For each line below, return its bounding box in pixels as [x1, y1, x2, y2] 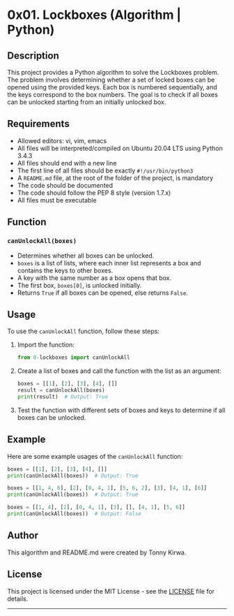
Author [7, 529, 38, 541]
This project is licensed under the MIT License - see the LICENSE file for [7, 587, 214, 595]
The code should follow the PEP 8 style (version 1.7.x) [17, 189, 171, 197]
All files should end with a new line [17, 159, 117, 167]
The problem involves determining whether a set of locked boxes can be [7, 75, 215, 84]
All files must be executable [17, 196, 97, 204]
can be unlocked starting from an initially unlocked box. [7, 98, 166, 106]
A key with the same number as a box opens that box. [17, 273, 172, 282]
